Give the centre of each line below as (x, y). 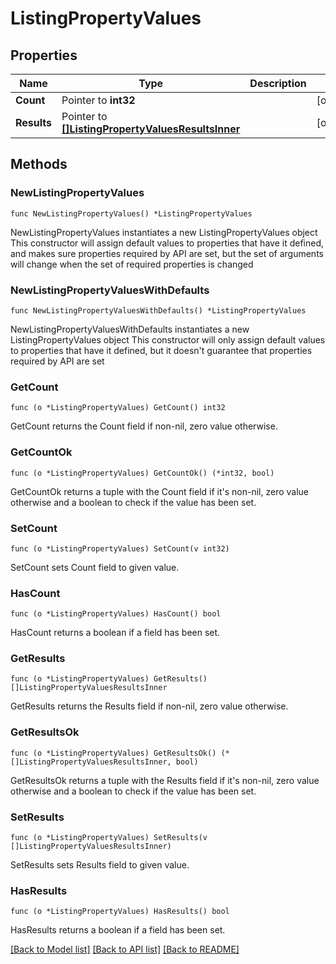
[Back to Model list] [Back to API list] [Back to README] (125, 949)
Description (278, 83)
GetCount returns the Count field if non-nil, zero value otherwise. (144, 426)
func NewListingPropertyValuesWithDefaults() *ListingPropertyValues (158, 310)
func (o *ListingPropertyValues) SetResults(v (109, 838)
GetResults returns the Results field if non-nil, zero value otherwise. (149, 706)
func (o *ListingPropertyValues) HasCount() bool (116, 614)
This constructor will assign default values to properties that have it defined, (167, 243)
